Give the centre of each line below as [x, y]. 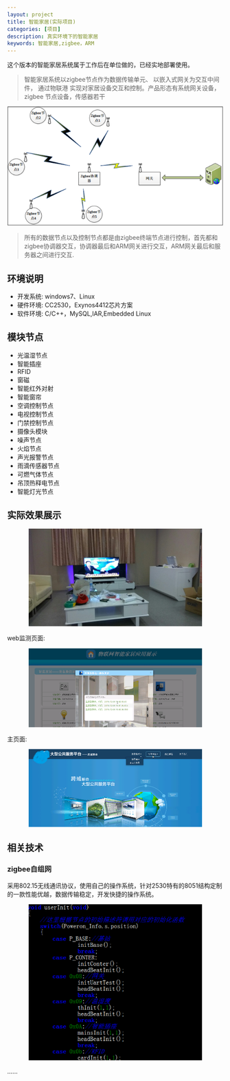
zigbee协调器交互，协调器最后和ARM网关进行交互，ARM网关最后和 [119, 246]
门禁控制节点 [35, 422]
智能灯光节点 [35, 491]
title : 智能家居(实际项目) [42, 22]
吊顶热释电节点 [38, 483]
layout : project [30, 14]
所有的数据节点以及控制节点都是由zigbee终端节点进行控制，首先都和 [121, 238]
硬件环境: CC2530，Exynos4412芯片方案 [75, 305]
